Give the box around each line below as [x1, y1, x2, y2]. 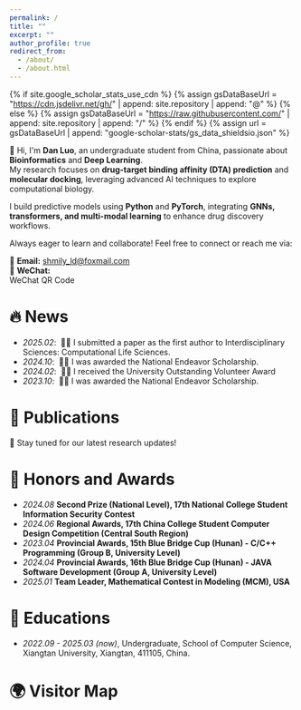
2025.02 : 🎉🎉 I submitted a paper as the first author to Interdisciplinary [22, 336, 286, 347]
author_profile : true [9, 38, 91, 48]
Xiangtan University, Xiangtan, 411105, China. [22, 647, 191, 658]
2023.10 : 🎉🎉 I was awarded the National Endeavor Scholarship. [22, 375, 259, 386]
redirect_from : [9, 47, 67, 56]
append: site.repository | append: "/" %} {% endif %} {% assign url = [9, 117, 267, 128]
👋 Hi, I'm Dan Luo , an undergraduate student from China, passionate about [9, 144, 287, 155]
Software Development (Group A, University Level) [22, 566, 218, 577]
